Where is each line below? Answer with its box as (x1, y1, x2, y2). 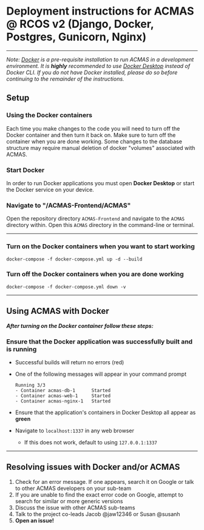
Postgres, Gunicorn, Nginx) (6, 30, 147, 44)
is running (6, 345, 37, 353)
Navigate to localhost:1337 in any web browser (15, 427, 135, 434)
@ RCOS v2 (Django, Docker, (6, 17, 154, 31)
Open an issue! (15, 517, 55, 524)
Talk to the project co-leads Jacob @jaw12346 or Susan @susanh (15, 510, 180, 517)
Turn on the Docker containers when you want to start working (6, 242, 195, 251)
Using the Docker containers (6, 111, 93, 120)
